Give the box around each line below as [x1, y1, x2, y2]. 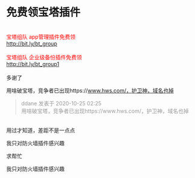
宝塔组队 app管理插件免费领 [6, 33, 75, 40]
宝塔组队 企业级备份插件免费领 [6, 53, 82, 61]
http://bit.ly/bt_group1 [6, 60, 59, 67]
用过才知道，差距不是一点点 [6, 127, 75, 134]
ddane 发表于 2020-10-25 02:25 [21, 99, 101, 107]
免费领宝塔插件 [6, 5, 81, 19]
